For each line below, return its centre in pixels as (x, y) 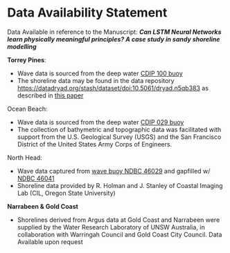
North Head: (25, 158)
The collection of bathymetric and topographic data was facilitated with (119, 129)
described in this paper (50, 95)
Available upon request (50, 242)
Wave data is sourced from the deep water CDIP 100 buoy (100, 73)
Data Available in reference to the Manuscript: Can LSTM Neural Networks (114, 32)
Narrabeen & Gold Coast (43, 206)
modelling (22, 46)
